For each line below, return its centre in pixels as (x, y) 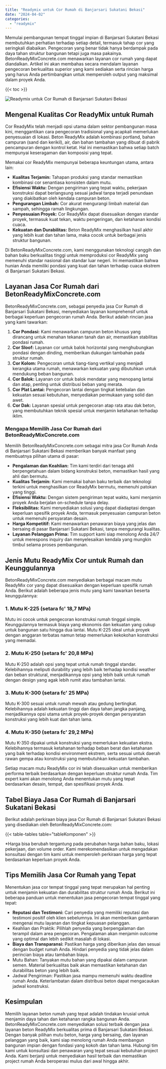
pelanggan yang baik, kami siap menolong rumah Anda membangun (75, 1040)
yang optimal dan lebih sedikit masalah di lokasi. (62, 939)
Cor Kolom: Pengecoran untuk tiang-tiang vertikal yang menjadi (78, 363)
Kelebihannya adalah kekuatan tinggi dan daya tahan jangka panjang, (76, 708)
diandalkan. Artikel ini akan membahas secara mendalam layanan (72, 64)
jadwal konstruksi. (31, 986)
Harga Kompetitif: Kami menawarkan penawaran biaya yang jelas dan (84, 524)
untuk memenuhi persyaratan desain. (50, 519)
